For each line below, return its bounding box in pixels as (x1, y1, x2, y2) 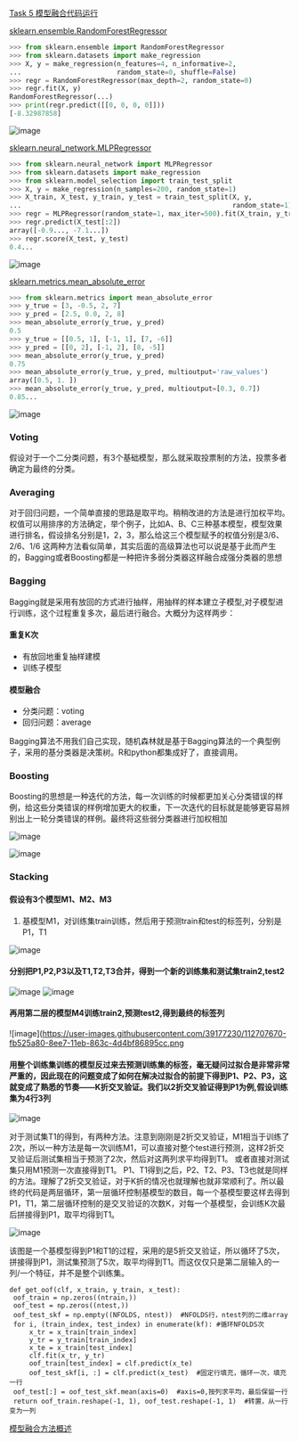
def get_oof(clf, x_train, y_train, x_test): (9, 1286, 181, 1295)
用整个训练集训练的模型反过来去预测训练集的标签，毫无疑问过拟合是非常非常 (9, 1059, 290, 1069)
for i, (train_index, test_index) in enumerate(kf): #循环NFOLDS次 (12, 1320, 265, 1330)
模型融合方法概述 (9, 1423, 72, 1434)
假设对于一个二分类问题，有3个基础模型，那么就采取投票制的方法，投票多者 (9, 453, 287, 463)
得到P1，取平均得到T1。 (32, 1209, 120, 1220)
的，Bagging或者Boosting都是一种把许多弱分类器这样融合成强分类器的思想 (9, 552, 283, 563)
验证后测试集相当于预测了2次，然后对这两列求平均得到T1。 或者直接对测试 (16, 1153, 290, 1165)
